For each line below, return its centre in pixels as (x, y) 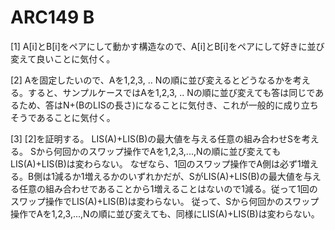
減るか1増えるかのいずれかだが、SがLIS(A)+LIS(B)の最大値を (179, 176)
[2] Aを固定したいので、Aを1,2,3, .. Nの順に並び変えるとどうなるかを (151, 80)
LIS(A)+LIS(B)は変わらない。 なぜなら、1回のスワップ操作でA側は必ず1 (156, 163)
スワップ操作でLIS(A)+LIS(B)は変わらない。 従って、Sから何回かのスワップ (165, 201)
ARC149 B (52, 17)
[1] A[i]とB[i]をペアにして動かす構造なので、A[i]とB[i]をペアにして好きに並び (167, 46)
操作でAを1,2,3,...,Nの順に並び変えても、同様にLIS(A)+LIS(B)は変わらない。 (165, 213)
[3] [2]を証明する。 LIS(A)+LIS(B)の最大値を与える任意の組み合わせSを (156, 138)
